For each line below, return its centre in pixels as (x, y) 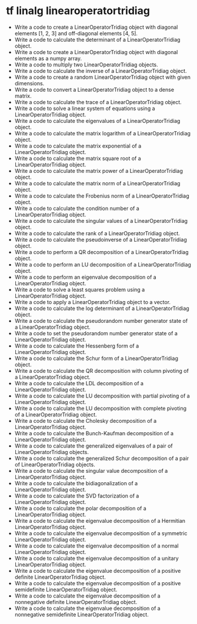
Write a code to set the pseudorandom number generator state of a (96, 333)
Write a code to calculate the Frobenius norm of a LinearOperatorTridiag (102, 196)
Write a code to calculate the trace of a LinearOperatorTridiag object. (98, 102)
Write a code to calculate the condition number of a (77, 208)
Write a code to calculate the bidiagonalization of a (76, 483)
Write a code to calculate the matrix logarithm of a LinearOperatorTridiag (103, 133)
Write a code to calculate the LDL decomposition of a (79, 383)
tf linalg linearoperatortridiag (78, 11)
